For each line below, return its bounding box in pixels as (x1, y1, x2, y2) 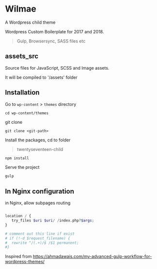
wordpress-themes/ (5, 259, 45, 265)
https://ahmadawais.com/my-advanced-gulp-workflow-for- (32, 254, 152, 259)
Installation (5, 89, 40, 97)
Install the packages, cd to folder (5, 137, 71, 143)
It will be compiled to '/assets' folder (5, 74, 78, 80)
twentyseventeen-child (16, 146, 63, 152)
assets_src (5, 52, 39, 60)
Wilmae (5, 3, 36, 15)
